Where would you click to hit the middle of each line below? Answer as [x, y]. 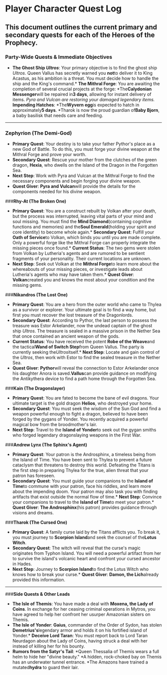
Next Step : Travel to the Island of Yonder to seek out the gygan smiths [84, 430]
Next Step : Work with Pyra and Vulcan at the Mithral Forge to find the [83, 176]
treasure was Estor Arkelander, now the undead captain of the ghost [82, 326]
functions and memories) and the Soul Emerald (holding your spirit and [84, 227]
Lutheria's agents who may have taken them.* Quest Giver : [73, 274]
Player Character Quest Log [63, 9]
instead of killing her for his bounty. [49, 646]
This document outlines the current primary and [81, 27]
